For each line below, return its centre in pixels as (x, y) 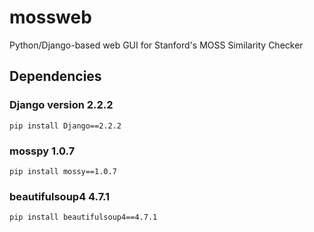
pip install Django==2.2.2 (65, 126)
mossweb (50, 17)
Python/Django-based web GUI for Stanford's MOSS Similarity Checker (156, 45)
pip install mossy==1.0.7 (63, 171)
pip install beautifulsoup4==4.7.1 (83, 217)
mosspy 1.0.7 (42, 151)
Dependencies (55, 76)
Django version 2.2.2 (61, 105)
